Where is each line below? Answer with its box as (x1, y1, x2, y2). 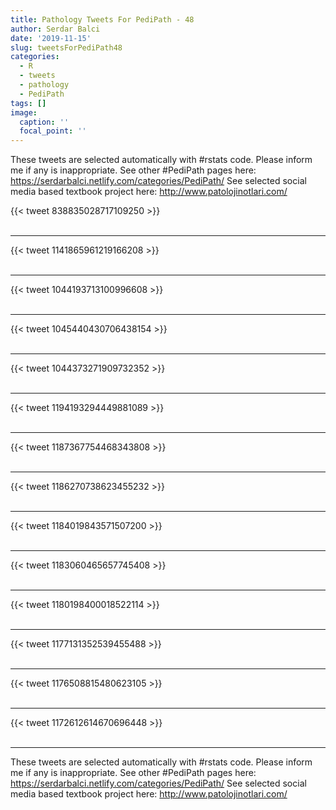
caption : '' (19, 117, 70, 127)
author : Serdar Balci (10, 24, 101, 34)
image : (10, 107, 38, 118)
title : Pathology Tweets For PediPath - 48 (10, 14, 195, 25)
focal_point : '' (19, 126, 87, 136)
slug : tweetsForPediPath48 (10, 42, 123, 53)
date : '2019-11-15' (10, 33, 92, 43)
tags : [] (10, 98, 47, 108)
